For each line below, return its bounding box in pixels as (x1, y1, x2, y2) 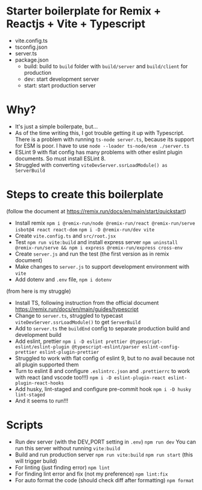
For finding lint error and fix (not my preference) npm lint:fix (14, 470, 168, 477)
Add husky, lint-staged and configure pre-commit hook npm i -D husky (14, 385, 192, 392)
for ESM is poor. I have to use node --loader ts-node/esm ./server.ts (14, 142, 190, 149)
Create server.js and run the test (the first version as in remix (14, 250, 169, 257)
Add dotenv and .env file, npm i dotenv (14, 275, 112, 283)
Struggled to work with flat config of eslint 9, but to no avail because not (14, 354, 195, 362)
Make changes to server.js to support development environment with (14, 263, 190, 270)
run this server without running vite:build (14, 444, 121, 451)
